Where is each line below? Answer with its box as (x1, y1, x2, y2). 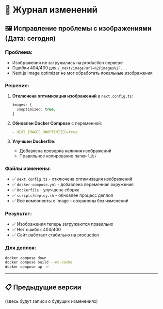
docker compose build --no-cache (5, 260, 73, 265)
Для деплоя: (5, 245, 36, 251)
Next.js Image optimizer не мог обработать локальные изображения (12, 70, 153, 76)
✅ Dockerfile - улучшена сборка (12, 186, 80, 193)
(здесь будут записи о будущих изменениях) (5, 298, 98, 304)
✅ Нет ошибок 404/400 (12, 227, 61, 232)
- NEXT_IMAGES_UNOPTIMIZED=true (12, 129, 78, 135)
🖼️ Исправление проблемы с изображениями (5, 24, 152, 32)
